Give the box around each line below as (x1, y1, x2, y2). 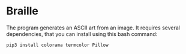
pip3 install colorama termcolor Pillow (6, 42, 109, 48)
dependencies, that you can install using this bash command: (6, 30, 158, 37)
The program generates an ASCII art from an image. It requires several (6, 24, 180, 31)
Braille (6, 4, 39, 18)
